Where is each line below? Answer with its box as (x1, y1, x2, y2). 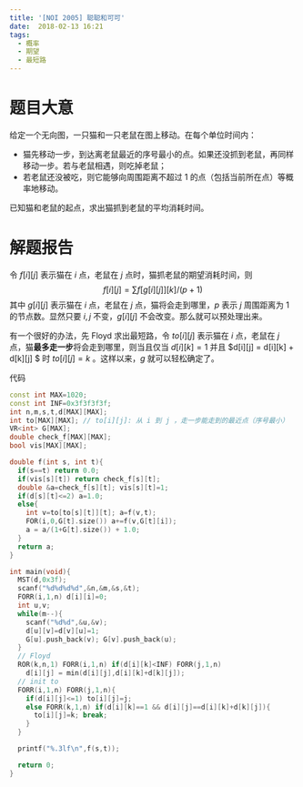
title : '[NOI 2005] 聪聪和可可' (9, 13, 126, 23)
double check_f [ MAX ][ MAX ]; (9, 433, 112, 442)
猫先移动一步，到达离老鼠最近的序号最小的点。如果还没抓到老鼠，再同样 (22, 148, 294, 159)
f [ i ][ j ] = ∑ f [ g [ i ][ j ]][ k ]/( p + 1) (103, 284, 203, 295)
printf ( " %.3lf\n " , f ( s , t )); (17, 744, 120, 753)
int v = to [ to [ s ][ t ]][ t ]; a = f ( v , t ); (25, 509, 157, 518)
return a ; (17, 542, 55, 551)
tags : (9, 30, 30, 39)
